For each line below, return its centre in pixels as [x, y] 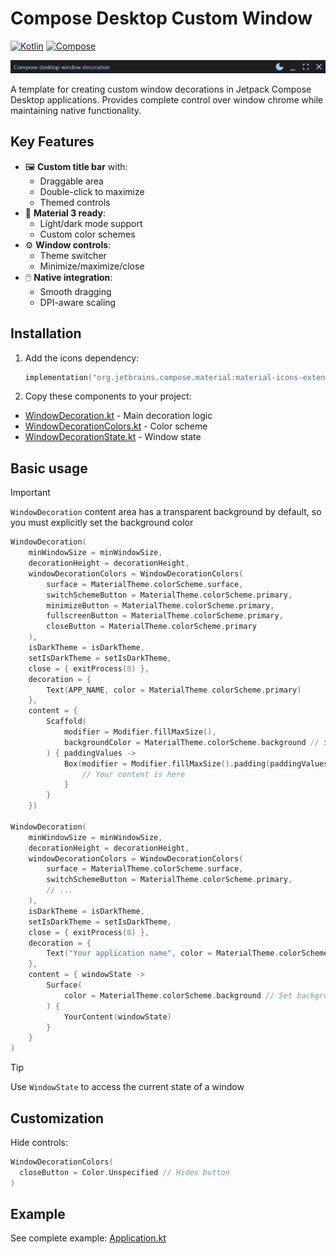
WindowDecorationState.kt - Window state [113, 437]
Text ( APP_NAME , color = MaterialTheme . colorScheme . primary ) [174, 690]
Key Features [52, 142]
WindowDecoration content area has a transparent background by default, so [166, 512]
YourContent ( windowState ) [117, 1017]
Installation [46, 333]
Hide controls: [39, 1142]
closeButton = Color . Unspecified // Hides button [124, 1172]
